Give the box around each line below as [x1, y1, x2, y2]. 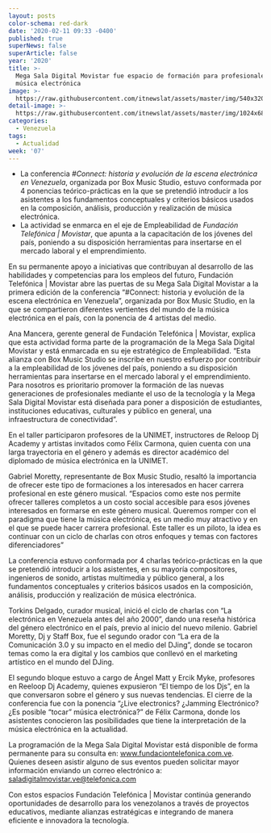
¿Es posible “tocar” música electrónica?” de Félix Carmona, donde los [8, 707, 240, 717]
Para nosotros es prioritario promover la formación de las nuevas [8, 380, 224, 390]
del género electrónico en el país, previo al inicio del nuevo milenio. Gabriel [8, 623, 258, 633]
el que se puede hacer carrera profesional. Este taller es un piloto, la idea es [8, 523, 261, 533]
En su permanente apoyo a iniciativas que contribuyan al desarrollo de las [8, 262, 254, 271]
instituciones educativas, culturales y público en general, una [8, 406, 212, 416]
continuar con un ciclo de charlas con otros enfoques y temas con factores [8, 532, 258, 542]
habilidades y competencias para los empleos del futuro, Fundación [8, 270, 234, 280]
